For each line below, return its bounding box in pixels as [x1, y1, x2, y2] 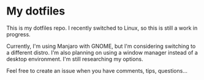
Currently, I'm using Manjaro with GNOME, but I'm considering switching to [6, 42, 196, 50]
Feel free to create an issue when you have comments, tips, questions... [6, 67, 188, 74]
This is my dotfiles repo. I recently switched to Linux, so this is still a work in [6, 24, 198, 32]
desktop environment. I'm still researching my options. [6, 55, 143, 62]
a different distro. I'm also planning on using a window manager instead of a [6, 48, 198, 56]
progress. [6, 30, 31, 38]
